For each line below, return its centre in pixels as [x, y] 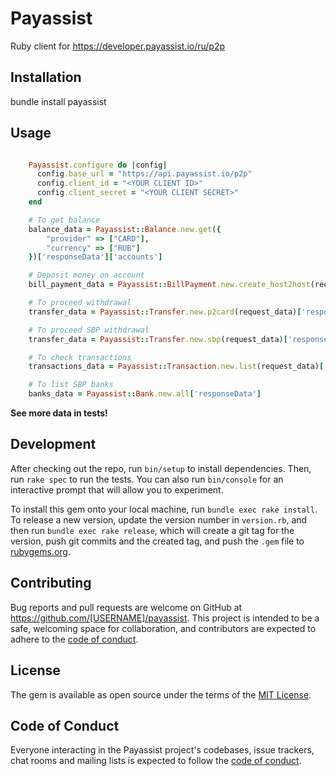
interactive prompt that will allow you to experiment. [117, 489]
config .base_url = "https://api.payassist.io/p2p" [144, 174]
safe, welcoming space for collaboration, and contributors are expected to [163, 628]
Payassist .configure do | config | [98, 165]
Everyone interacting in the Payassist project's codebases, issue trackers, [162, 750]
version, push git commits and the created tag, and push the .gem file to [157, 541]
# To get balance [64, 220]
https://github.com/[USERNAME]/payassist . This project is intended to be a [165, 618]
